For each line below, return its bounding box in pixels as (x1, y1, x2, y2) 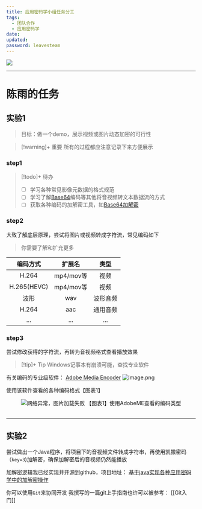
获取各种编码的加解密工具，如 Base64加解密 (29, 201, 139, 208)
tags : (6, 14, 20, 21)
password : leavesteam (6, 43, 61, 49)
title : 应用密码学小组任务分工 (6, 8, 75, 15)
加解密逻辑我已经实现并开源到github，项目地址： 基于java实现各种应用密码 (6, 469, 192, 476)
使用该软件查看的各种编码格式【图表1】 (6, 386, 103, 394)
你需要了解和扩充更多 (20, 244, 74, 251)
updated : (6, 37, 28, 43)
